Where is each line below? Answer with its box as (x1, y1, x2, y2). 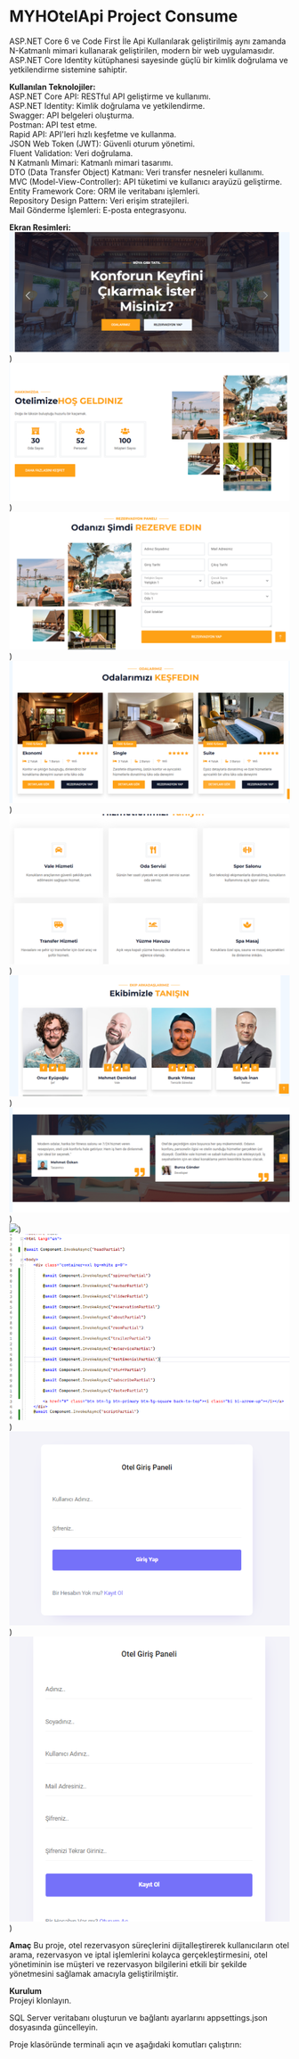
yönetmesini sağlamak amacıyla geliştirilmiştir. (9, 1968, 179, 1979)
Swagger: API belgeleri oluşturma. (9, 110, 135, 120)
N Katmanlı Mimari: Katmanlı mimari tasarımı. (9, 157, 174, 168)
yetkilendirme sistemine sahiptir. (9, 64, 127, 75)
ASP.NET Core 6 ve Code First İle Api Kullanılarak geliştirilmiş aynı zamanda (9, 36, 287, 46)
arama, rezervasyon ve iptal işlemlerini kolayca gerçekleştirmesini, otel (9, 1949, 269, 1960)
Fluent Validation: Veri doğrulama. (9, 147, 133, 158)
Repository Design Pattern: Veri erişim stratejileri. (9, 194, 190, 206)
